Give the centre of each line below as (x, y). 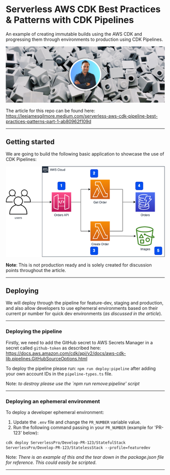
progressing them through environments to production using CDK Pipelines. (84, 39)
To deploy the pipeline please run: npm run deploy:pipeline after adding (81, 368)
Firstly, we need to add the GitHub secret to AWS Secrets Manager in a (79, 342)
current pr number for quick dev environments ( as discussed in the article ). (84, 313)
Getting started (30, 142)
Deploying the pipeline (34, 332)
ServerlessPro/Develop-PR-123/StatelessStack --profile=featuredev (78, 448)
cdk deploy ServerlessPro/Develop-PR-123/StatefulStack (66, 443)
